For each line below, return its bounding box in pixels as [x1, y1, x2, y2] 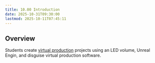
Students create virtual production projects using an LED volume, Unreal [5, 47, 150, 53]
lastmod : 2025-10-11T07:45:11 [5, 16, 67, 21]
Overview [5, 34, 36, 42]
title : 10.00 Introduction [5, 7, 60, 12]
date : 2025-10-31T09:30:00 [5, 12, 60, 17]
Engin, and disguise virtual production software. [5, 52, 101, 59]
